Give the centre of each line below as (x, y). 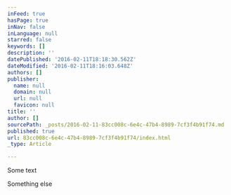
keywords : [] (26, 46)
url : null (28, 99)
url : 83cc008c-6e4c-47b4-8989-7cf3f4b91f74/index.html (89, 137)
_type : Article (29, 144)
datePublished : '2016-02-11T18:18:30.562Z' (72, 60)
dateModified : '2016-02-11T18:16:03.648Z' (70, 66)
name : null (29, 86)
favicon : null (34, 105)
